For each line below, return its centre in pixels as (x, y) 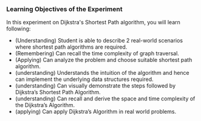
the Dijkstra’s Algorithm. (45, 105)
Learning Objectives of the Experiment (64, 9)
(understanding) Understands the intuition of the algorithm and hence (102, 73)
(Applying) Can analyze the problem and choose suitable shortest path (104, 60)
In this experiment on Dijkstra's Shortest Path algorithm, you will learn (94, 22)
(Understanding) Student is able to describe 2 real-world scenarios (99, 41)
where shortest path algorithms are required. (71, 47)
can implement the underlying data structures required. (84, 79)
